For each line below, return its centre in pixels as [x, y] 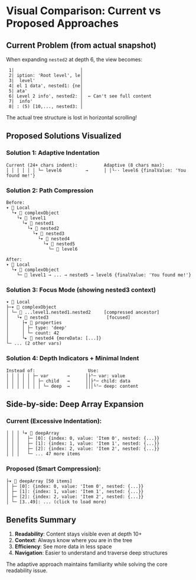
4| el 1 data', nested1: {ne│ [46, 86]
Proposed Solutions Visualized [64, 136]
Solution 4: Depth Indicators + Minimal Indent [73, 358]
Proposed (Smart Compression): [54, 469]
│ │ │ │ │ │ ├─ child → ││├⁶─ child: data [68, 381]
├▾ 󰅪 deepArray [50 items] [39, 481]
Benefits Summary [41, 519]
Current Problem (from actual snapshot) [81, 45]
